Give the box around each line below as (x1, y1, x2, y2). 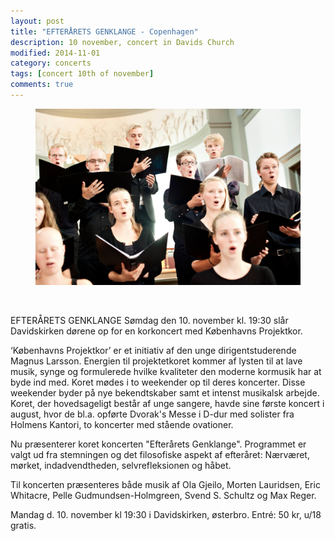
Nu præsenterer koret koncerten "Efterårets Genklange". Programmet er (10, 438, 307, 450)
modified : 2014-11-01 (10, 48, 101, 58)
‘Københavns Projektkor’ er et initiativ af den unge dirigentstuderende (10, 345, 297, 357)
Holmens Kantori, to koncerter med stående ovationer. (10, 419, 234, 431)
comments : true (10, 80, 74, 90)
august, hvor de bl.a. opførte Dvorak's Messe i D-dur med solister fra (10, 408, 295, 420)
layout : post (10, 16, 65, 26)
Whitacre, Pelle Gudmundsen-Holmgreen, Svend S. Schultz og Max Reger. (10, 490, 317, 502)
